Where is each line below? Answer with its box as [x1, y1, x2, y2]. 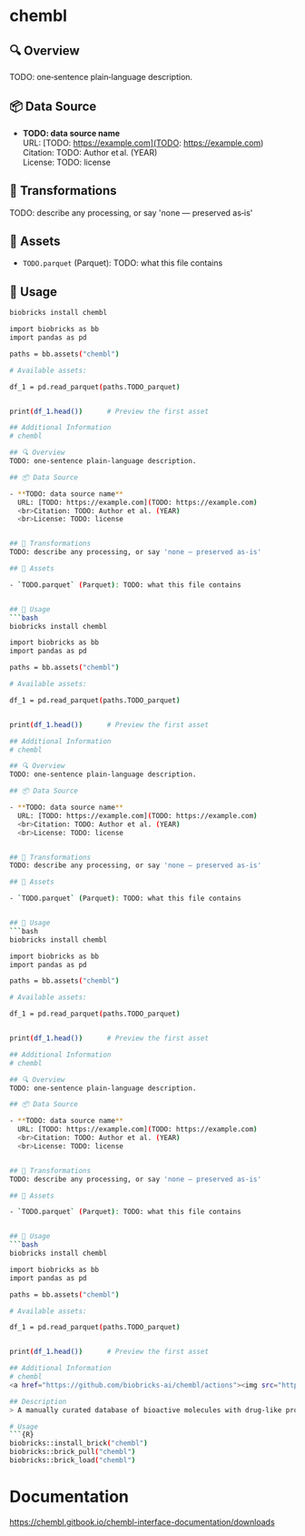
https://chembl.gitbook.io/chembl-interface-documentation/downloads [9, 1516, 275, 1527]
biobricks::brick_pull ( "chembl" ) [9, 1448, 136, 1457]
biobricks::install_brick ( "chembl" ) [9, 1439, 148, 1448]
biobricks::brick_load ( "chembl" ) [9, 1456, 136, 1465]
